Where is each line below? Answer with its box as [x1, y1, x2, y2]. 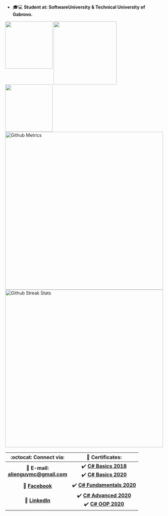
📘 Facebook [23, 482, 52, 489]
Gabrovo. [12, 12, 33, 17]
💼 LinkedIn [24, 497, 50, 504]
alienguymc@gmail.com [8, 471, 68, 478]
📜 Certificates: [86, 454, 122, 460]
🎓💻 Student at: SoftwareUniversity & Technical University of [12, 4, 145, 10]
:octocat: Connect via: [10, 454, 65, 460]
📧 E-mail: [26, 465, 49, 471]
